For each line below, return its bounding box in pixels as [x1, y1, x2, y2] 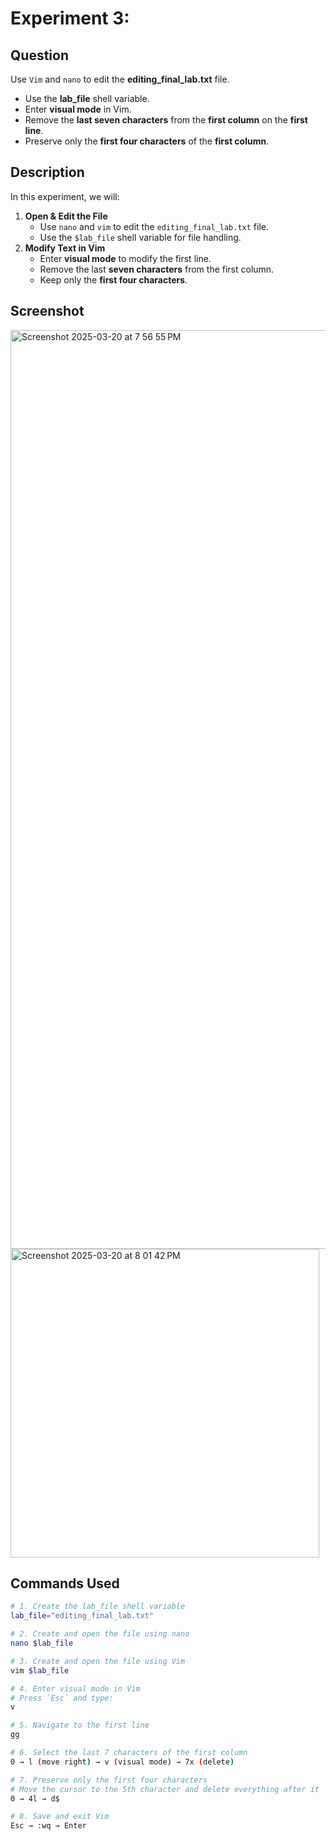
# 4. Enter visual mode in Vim [10, 1683, 141, 1694]
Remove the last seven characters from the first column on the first [24, 114, 308, 126]
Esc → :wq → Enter [10, 1821, 87, 1831]
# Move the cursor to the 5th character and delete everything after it [10, 1784, 320, 1794]
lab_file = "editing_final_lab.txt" [10, 1611, 155, 1621]
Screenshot [10, 303, 85, 320]
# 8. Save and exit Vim [10, 1812, 110, 1822]
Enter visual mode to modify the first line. [39, 252, 212, 264]
